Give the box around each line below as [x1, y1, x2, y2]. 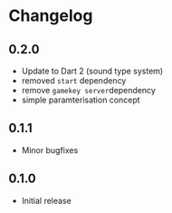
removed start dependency [21, 75, 127, 86]
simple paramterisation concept [21, 94, 141, 105]
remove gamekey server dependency [21, 85, 156, 95]
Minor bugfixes [21, 144, 79, 155]
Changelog [8, 5, 93, 26]
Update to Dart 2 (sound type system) [21, 65, 164, 76]
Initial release [21, 195, 72, 206]
